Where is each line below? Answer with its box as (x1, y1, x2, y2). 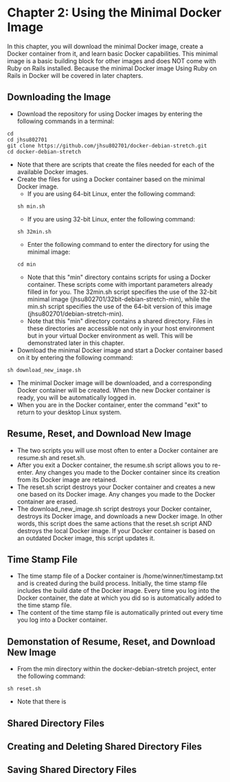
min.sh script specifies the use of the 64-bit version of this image (27, 302, 213, 310)
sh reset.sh (7, 686, 41, 693)
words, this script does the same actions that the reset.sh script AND (16, 519, 212, 528)
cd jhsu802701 (7, 136, 48, 143)
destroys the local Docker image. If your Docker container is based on (16, 526, 216, 534)
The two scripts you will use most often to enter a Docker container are (16, 446, 218, 455)
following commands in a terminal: (16, 117, 115, 125)
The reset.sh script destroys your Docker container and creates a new (16, 483, 216, 491)
